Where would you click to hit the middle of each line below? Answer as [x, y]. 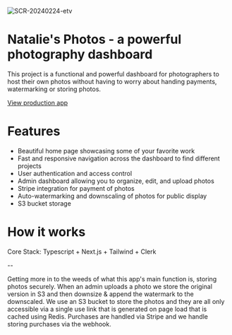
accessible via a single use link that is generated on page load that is [107, 309]
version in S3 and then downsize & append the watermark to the [100, 294]
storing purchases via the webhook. [59, 324]
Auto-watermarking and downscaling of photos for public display [112, 196]
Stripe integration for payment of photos [76, 188]
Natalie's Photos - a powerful [94, 40]
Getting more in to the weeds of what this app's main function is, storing [112, 278]
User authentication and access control [75, 173]
